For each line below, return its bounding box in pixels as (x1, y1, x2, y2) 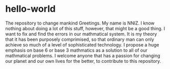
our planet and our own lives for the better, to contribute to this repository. (5, 58, 161, 64)
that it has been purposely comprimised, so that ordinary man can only (5, 36, 154, 42)
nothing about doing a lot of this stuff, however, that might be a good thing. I (5, 25, 165, 31)
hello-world (5, 3, 56, 15)
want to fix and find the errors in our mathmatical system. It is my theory (5, 31, 157, 37)
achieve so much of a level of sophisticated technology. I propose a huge (5, 41, 159, 48)
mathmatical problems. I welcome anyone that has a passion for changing (5, 52, 161, 59)
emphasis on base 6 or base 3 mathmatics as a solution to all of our (5, 47, 148, 53)
